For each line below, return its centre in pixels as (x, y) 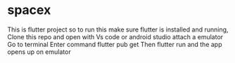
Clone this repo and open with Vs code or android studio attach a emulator (115, 36)
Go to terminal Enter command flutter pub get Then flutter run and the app (115, 44)
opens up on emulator (39, 52)
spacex (29, 10)
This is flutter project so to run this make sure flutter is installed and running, (118, 29)
